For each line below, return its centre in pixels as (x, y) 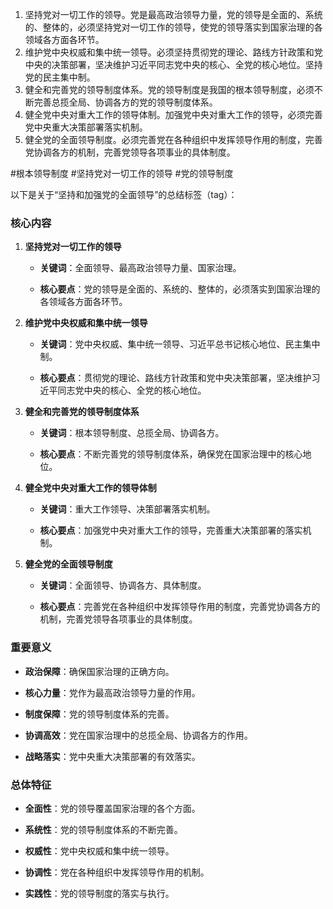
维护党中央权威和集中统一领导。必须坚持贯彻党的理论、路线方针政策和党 (173, 52)
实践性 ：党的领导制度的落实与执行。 (99, 893)
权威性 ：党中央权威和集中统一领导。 (99, 850)
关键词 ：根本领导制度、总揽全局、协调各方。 (132, 433)
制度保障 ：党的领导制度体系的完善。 (99, 714)
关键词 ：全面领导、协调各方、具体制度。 (123, 585)
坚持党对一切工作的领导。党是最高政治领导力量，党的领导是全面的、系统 (173, 14)
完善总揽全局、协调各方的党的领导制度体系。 (125, 102)
